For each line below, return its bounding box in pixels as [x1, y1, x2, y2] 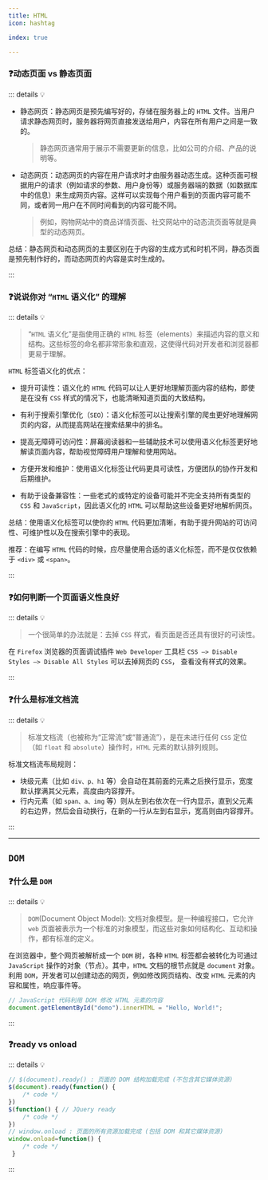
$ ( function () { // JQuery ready [8, 1105, 116, 1113]
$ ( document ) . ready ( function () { [8, 1084, 116, 1091]
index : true [8, 33, 48, 41]
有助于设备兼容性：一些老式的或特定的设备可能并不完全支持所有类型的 [19, 490, 251, 500]
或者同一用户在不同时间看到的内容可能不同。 [33, 200, 181, 210]
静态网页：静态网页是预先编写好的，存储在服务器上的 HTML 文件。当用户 [19, 106, 255, 116]
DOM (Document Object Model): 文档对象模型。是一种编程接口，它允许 [27, 914, 254, 923]
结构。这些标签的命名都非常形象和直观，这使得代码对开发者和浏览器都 [27, 339, 259, 348]
